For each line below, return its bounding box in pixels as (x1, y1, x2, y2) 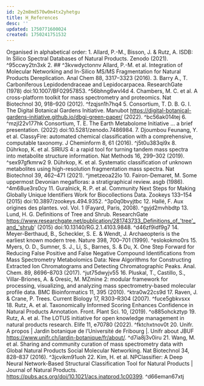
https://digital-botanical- (130, 107, 192, 114)
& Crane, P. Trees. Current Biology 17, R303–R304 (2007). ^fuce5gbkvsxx (6, 295, 191, 302)
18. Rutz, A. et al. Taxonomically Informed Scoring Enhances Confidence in (6, 302, 194, 309)
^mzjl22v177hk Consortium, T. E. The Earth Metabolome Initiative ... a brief (6, 120, 193, 127)
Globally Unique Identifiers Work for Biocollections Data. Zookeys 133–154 (6, 191, 192, 198)
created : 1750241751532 (6, 32, 67, 38)
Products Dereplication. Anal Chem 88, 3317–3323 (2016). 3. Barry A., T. (6, 75, 188, 82)
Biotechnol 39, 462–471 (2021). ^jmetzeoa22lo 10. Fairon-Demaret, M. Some (6, 172, 197, 179)
